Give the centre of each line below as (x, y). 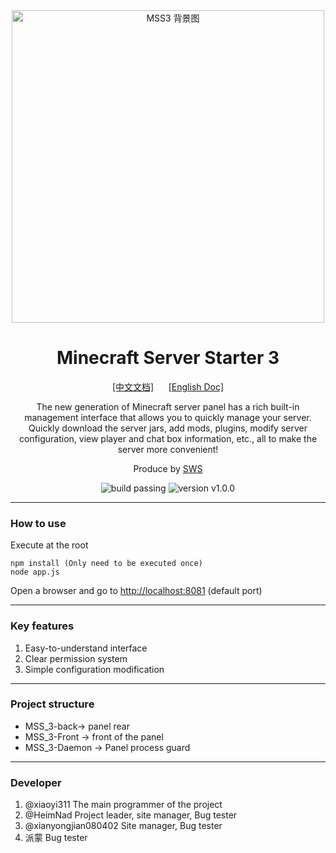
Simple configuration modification (94, 669)
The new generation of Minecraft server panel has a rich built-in (168, 406)
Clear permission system (76, 658)
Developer (36, 782)
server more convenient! (168, 449)
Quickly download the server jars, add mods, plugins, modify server (168, 428)
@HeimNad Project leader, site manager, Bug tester (131, 815)
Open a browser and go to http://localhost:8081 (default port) (136, 591)
